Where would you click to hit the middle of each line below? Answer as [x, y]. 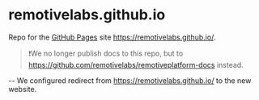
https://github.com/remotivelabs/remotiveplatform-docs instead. [136, 65]
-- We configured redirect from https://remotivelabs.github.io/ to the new [130, 80]
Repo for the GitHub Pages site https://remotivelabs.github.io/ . [112, 37]
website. [23, 89]
